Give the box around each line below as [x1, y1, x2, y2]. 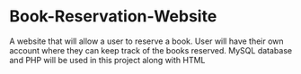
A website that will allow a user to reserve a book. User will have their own [9, 36, 285, 46]
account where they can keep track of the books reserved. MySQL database [9, 45, 293, 55]
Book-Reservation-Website [9, 6, 217, 27]
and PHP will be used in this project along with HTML [9, 54, 206, 65]
